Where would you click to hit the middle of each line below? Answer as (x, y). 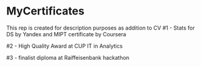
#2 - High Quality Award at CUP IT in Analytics (65, 46)
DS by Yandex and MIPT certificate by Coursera (66, 34)
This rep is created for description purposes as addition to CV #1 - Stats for (100, 28)
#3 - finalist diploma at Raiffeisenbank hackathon (68, 57)
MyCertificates (45, 11)
